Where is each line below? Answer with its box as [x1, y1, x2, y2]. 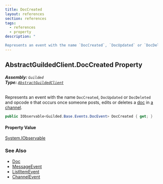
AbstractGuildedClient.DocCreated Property [5, 61, 143, 69]
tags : [5, 20, 16, 26]
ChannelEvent [12, 174, 40, 180]
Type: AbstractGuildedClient [5, 79, 64, 85]
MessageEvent [12, 163, 42, 169]
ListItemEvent [12, 169, 40, 174]
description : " [5, 34, 36, 39]
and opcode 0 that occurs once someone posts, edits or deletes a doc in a [5, 100, 154, 106]
